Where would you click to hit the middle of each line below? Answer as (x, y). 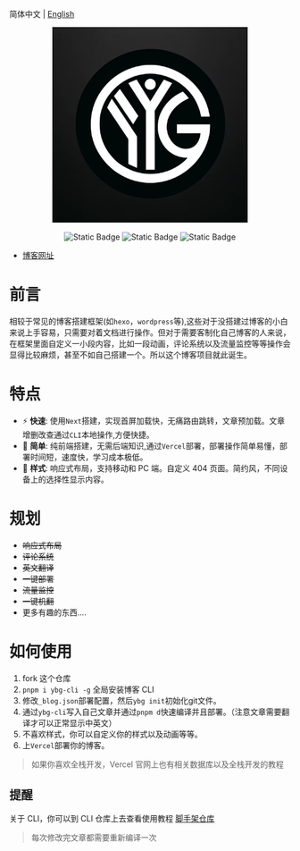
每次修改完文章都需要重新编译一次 (94, 837)
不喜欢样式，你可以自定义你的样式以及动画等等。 (112, 734)
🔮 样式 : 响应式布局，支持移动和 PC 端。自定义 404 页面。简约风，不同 (151, 468)
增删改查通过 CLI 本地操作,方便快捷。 (88, 434)
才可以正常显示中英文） (73, 722)
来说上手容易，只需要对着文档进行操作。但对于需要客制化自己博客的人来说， (150, 332)
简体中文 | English (42, 14)
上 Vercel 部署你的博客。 (66, 745)
